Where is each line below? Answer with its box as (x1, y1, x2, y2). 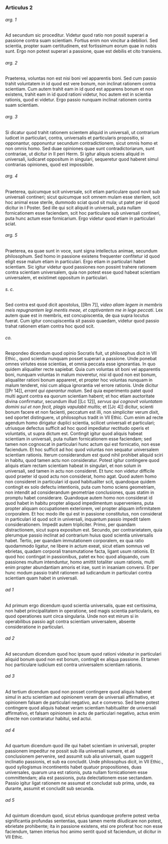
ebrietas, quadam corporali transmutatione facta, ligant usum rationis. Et (5, 548, 154, 554)
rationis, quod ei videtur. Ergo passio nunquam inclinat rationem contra (5, 97, 151, 103)
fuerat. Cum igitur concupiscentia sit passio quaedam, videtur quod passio (5, 318, 159, 324)
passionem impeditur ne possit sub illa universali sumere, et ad (5, 748, 135, 754)
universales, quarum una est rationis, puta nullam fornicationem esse (5, 769, 148, 775)
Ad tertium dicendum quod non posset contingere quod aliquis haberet (5, 688, 152, 694)
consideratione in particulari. (5, 624, 65, 630)
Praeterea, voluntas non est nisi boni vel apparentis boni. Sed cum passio (5, 75, 157, 82)
